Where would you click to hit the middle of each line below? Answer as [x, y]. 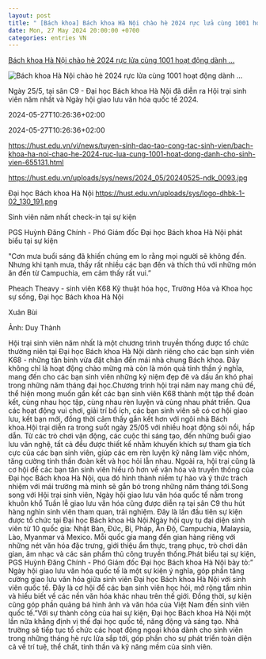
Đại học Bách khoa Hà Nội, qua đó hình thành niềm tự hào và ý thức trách [128, 478]
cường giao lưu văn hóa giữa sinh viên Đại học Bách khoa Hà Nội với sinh [127, 580]
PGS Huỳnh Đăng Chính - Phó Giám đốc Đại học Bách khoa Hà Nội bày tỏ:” [131, 563]
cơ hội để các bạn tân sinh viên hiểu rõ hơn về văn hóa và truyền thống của [131, 470]
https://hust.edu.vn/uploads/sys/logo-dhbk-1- [170, 193]
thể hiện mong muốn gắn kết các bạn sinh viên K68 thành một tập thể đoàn [131, 394]
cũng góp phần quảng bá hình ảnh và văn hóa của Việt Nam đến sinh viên [129, 605]
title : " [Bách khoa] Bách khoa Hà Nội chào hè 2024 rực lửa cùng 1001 [129, 23]
